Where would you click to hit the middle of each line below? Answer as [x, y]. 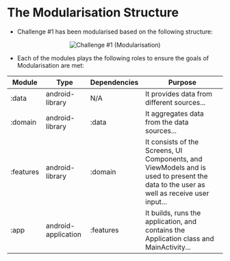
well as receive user [177, 193]
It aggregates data [174, 113]
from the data [167, 122]
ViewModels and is [176, 167]
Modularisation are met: [50, 65]
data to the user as [175, 184]
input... [156, 201]
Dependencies [114, 82]
